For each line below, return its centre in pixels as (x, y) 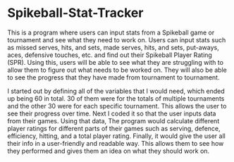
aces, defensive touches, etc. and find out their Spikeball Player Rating (110, 55)
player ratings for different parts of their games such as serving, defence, (114, 128)
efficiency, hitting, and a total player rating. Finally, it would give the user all (116, 136)
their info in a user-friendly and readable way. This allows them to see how (116, 143)
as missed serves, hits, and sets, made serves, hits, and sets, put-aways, (113, 47)
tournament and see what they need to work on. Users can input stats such (117, 39)
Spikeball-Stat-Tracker (75, 13)
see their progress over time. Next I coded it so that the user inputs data (112, 113)
